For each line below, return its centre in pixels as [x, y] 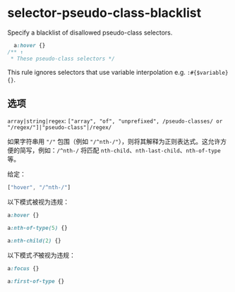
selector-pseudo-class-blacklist [104, 13]
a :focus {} [23, 268]
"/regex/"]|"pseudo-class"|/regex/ [60, 128]
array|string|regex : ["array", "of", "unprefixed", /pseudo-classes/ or [115, 121]
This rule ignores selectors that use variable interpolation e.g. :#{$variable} [118, 72]
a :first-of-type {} [36, 281]
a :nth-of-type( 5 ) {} [38, 228]
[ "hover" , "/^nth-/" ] [39, 188]
